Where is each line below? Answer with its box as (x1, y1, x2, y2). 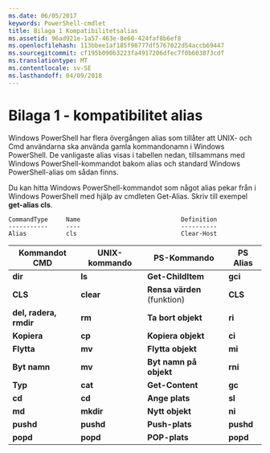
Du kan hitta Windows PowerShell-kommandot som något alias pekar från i (8, 183, 256, 192)
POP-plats (147, 431, 189, 443)
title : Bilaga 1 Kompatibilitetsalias (8, 27, 138, 35)
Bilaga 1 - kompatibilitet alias (8, 106, 203, 125)
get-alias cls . (8, 200, 53, 209)
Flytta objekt (147, 343, 197, 354)
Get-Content (147, 379, 198, 390)
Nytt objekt (147, 406, 191, 417)
